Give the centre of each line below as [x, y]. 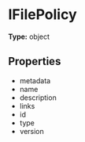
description [38, 98]
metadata [35, 80]
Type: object [29, 36]
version [32, 131]
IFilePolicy [42, 15]
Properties [35, 61]
